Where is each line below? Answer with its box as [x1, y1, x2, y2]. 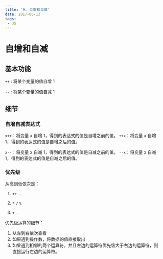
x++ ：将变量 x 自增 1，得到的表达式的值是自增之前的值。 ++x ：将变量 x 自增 [5, 132, 157, 138]
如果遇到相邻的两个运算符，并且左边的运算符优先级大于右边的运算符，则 [12, 242, 158, 248]
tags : [5, 16, 16, 21]
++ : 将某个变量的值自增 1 [5, 78, 55, 84]
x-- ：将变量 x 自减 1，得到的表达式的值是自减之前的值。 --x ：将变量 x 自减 [5, 149, 157, 155]
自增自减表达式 [5, 121, 41, 128]
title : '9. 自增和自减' [5, 7, 50, 12]
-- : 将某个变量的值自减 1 [5, 89, 55, 95]
